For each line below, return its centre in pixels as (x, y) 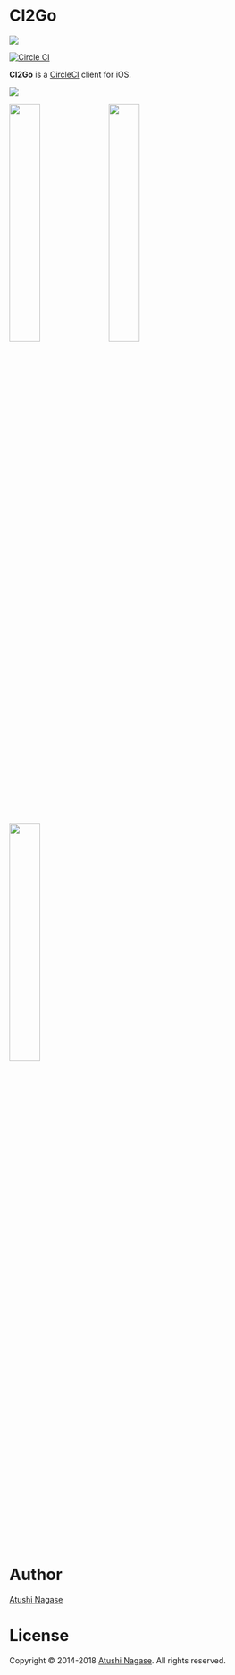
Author (36, 1575)
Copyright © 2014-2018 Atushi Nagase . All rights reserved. (117, 1660)
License (39, 1636)
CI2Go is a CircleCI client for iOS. (71, 74)
